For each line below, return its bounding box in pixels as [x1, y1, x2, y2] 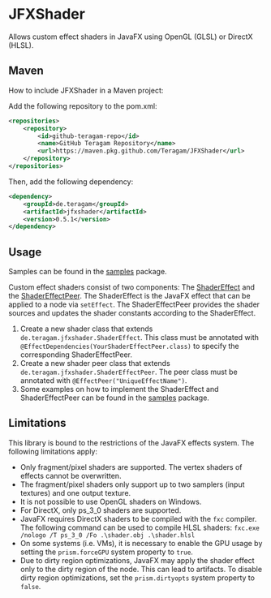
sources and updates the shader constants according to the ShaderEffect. [8, 308, 256, 318]
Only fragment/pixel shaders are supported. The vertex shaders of [19, 462, 243, 471]
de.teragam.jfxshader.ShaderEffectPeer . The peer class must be [19, 367, 238, 377]
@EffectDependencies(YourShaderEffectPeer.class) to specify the [19, 342, 239, 351]
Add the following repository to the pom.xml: [8, 101, 157, 110]
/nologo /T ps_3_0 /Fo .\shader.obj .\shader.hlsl [19, 531, 196, 540]
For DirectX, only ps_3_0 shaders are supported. [19, 505, 182, 515]
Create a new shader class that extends [19, 324, 153, 333]
